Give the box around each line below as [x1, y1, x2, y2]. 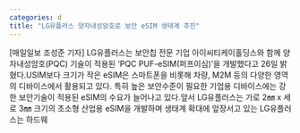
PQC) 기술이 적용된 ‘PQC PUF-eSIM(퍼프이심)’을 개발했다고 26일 [47, 58, 279, 69]
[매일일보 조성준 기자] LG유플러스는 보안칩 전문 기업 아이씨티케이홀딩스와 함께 [9, 46, 281, 58]
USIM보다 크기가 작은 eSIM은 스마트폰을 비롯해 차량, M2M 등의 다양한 [25, 69, 272, 80]
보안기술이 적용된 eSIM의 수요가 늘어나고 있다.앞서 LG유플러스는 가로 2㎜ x [18, 91, 282, 103]
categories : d [9, 12, 63, 22]
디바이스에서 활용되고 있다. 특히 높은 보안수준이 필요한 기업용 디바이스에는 [18, 80, 278, 91]
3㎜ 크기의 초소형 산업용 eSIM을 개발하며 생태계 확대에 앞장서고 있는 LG [18, 103, 270, 113]
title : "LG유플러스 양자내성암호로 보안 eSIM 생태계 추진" [9, 21, 201, 30]
